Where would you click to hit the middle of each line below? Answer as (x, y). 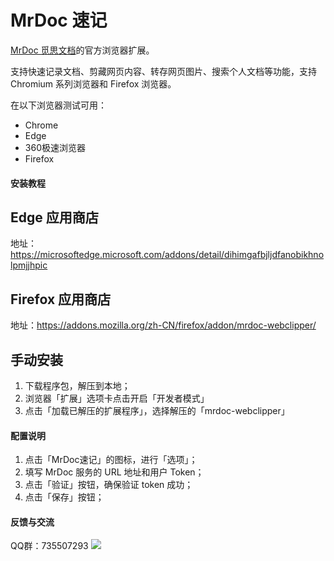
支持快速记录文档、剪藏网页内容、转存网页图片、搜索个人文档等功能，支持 (163, 71)
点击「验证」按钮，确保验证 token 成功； (109, 485)
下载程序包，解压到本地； (77, 385)
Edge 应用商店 (54, 217)
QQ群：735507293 (49, 546)
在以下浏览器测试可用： (58, 105)
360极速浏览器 (55, 147)
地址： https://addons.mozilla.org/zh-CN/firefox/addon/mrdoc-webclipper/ (163, 325)
